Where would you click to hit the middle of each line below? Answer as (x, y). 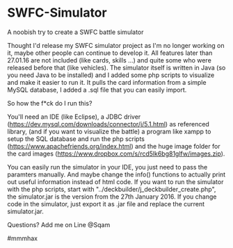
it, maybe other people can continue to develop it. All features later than (110, 53)
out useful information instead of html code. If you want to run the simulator (115, 181)
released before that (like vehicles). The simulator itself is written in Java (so (116, 67)
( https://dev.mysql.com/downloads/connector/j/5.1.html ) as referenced (109, 124)
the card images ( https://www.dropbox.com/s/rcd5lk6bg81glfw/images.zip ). (116, 154)
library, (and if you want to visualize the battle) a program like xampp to (109, 131)
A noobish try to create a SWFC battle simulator (75, 32)
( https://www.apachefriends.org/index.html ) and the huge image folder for (114, 146)
